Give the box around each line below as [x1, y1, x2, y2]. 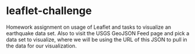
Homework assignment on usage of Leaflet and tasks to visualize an [6, 23, 172, 31]
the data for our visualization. [6, 42, 77, 49]
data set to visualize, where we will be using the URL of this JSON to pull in [6, 36, 187, 43]
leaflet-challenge [6, 4, 92, 18]
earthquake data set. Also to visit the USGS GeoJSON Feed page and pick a [6, 29, 190, 36]
